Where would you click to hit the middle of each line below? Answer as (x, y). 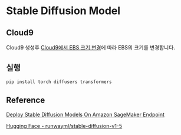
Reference (26, 101)
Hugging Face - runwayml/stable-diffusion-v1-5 (64, 126)
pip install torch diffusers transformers (59, 82)
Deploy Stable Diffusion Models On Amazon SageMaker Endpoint (85, 114)
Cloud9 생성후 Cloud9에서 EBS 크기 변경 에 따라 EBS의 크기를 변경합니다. (91, 47)
